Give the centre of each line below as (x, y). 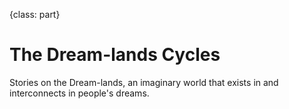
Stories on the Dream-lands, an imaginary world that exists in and (144, 82)
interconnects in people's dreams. (79, 93)
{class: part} (35, 14)
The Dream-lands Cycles (115, 55)
